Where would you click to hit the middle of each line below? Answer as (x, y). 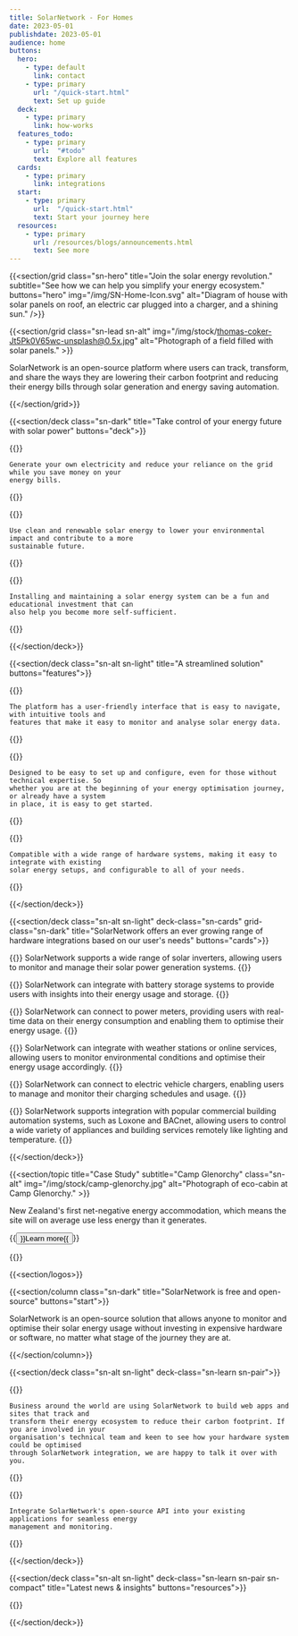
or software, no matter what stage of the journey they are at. (120, 1338)
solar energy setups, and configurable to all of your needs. (127, 870)
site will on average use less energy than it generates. (108, 1220)
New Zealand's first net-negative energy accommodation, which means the (148, 1211)
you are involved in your (57, 1430)
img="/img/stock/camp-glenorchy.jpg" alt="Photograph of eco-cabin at (156, 1184)
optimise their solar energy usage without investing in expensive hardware (146, 1328)
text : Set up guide (69, 101)
